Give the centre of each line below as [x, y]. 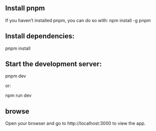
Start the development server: [54, 64]
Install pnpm [25, 8]
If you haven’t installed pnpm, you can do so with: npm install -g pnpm [78, 20]
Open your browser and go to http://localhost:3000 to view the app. [75, 123]
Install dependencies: [40, 36]
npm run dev [18, 95]
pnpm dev [16, 76]
